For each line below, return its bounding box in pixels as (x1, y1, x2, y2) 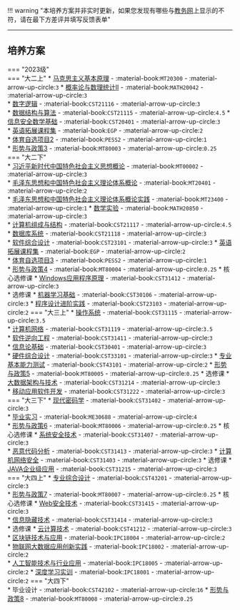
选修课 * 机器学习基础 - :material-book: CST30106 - (11, 290, 157, 298)
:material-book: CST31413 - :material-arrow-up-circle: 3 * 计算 (56, 447, 232, 455)
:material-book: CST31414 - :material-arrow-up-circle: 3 (56, 515, 213, 524)
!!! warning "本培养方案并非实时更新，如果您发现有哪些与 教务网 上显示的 (7, 6, 219, 14)
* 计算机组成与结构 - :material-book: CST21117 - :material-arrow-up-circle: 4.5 (7, 220, 232, 228)
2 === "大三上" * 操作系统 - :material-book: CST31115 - (25, 307, 183, 316)
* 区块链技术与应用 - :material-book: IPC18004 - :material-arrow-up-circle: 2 (7, 533, 226, 542)
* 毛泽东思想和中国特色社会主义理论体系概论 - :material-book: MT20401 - (7, 178, 216, 187)
